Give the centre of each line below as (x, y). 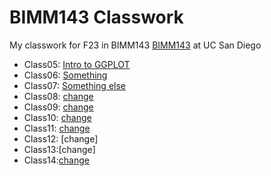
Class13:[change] (59, 149)
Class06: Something (65, 75)
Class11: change (57, 128)
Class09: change (58, 107)
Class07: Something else (74, 85)
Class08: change (58, 96)
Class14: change (56, 160)
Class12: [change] (61, 138)
